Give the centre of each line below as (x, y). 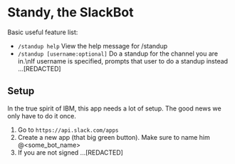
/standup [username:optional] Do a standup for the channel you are (118, 53)
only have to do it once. (42, 116)
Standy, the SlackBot (70, 12)
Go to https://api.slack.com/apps (68, 130)
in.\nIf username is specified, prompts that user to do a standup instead (123, 61)
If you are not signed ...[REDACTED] (70, 152)
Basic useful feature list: (43, 32)
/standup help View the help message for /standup (93, 46)
